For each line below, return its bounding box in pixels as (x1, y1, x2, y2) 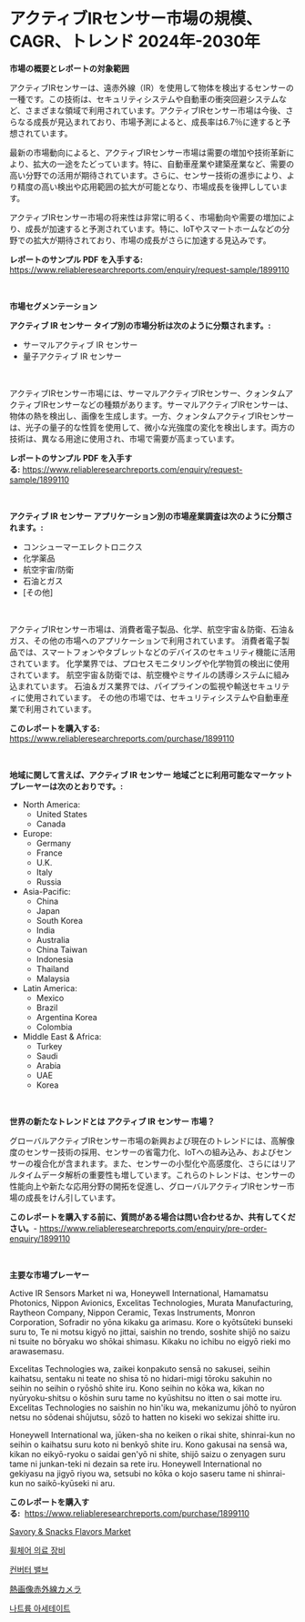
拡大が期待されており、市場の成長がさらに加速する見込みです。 (33, 234, 271, 246)
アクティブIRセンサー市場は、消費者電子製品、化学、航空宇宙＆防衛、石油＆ (9, 623, 296, 634)
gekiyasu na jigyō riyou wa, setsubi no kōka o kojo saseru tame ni (9, 1467, 255, 1479)
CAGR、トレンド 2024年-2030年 (9, 31, 261, 52)
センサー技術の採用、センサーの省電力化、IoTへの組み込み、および (25, 1146, 277, 1157)
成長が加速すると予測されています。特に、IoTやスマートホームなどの (25, 223, 282, 234)
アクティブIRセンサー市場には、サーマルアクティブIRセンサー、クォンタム (9, 388, 286, 399)
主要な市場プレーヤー (9, 1269, 89, 1280)
